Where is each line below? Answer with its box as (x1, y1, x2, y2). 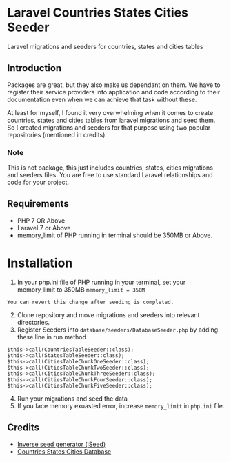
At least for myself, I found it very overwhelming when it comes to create (7, 108, 214, 117)
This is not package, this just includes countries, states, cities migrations (7, 163, 214, 172)
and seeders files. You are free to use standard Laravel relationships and (7, 171, 213, 179)
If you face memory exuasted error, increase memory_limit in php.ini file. (17, 401, 225, 410)
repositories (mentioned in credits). (7, 130, 107, 139)
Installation (7, 255, 73, 271)
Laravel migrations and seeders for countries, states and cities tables (7, 42, 203, 50)
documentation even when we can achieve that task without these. (7, 95, 197, 103)
